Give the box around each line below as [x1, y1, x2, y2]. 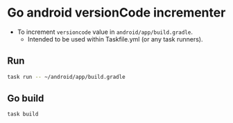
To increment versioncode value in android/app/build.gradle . [17, 28, 193, 36]
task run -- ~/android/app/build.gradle [7, 73, 126, 80]
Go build [7, 93, 44, 104]
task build [7, 111, 39, 118]
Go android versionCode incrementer [7, 5, 226, 21]
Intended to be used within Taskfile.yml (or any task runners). [27, 35, 203, 43]
